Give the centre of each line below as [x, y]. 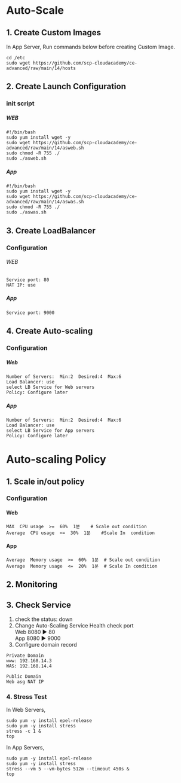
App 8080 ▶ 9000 [38, 638]
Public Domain [24, 677]
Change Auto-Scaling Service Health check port [74, 626]
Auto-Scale [35, 10]
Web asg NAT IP [25, 682]
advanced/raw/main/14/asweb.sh [45, 148]
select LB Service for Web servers [50, 387]
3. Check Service [39, 605]
